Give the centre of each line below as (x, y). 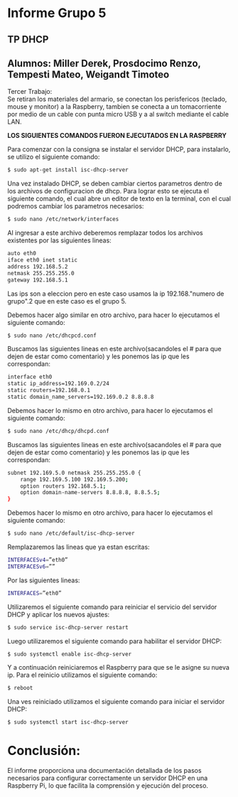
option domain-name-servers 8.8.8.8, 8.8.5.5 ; (90, 493)
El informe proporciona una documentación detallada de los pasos (104, 771)
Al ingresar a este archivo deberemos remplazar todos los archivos (106, 233)
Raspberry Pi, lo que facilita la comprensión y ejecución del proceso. (108, 786)
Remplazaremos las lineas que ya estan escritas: (79, 547)
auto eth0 (22, 254)
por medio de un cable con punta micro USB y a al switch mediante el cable (118, 114)
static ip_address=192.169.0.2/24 (59, 384)
